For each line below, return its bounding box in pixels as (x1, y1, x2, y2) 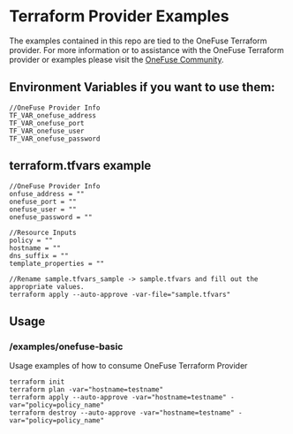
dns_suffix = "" (9, 251, 69, 260)
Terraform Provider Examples (9, 6, 229, 27)
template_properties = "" (9, 259, 104, 268)
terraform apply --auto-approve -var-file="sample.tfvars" (9, 290, 231, 299)
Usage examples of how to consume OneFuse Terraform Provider (9, 361, 248, 371)
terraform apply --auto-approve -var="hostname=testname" (9, 393, 227, 402)
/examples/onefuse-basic (9, 340, 124, 353)
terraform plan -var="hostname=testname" (9, 385, 164, 394)
